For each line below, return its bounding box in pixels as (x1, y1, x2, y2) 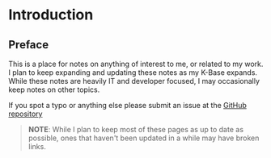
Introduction (8, 6, 94, 24)
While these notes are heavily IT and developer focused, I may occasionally (8, 77, 260, 85)
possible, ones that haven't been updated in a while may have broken (28, 133, 260, 143)
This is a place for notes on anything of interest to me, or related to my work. (8, 59, 264, 69)
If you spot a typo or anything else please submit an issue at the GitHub (8, 101, 247, 110)
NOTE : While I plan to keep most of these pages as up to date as (28, 125, 244, 134)
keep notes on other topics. (8, 85, 100, 94)
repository (8, 109, 43, 118)
